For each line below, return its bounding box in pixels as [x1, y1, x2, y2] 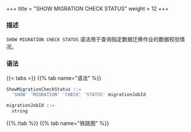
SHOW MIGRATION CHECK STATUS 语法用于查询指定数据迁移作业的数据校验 [6, 36, 180, 43]
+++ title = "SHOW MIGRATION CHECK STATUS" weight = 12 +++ [6, 5, 169, 12]
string [11, 108, 28, 114]
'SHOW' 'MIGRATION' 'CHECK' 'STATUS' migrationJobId [11, 92, 146, 98]
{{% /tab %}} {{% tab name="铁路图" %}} [6, 119, 110, 127]
